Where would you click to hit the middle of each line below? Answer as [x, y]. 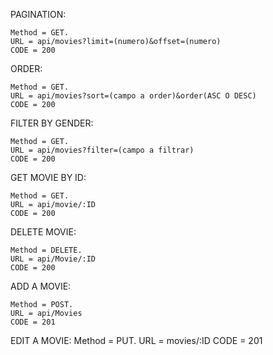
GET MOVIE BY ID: [48, 177]
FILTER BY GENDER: [52, 123]
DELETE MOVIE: [43, 232]
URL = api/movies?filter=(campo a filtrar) [102, 150]
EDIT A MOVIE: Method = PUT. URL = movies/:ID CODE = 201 [136, 340]
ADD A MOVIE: [41, 286]
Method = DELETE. [46, 250]
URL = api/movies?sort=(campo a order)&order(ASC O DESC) [133, 96]
